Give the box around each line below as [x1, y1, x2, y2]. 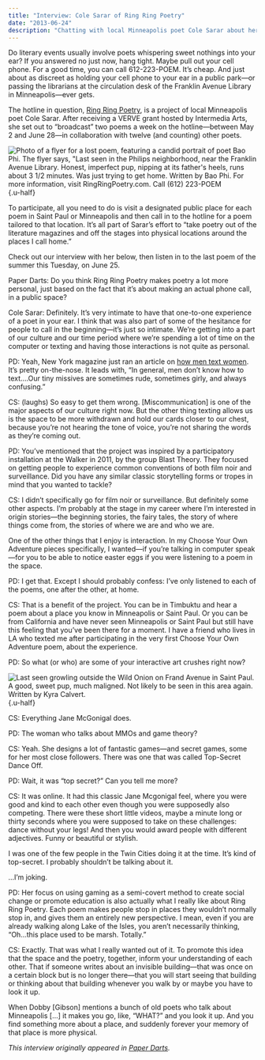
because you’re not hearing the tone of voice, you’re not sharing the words [8, 422, 252, 432]
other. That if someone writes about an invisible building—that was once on [8, 962, 254, 971]
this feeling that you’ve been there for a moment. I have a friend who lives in [8, 626, 256, 635]
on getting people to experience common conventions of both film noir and [8, 464, 252, 473]
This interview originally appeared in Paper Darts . [8, 1043, 170, 1053]
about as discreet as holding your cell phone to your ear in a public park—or [8, 73, 256, 83]
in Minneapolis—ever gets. [8, 90, 95, 100]
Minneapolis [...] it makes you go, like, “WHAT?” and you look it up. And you [8, 1011, 254, 1020]
